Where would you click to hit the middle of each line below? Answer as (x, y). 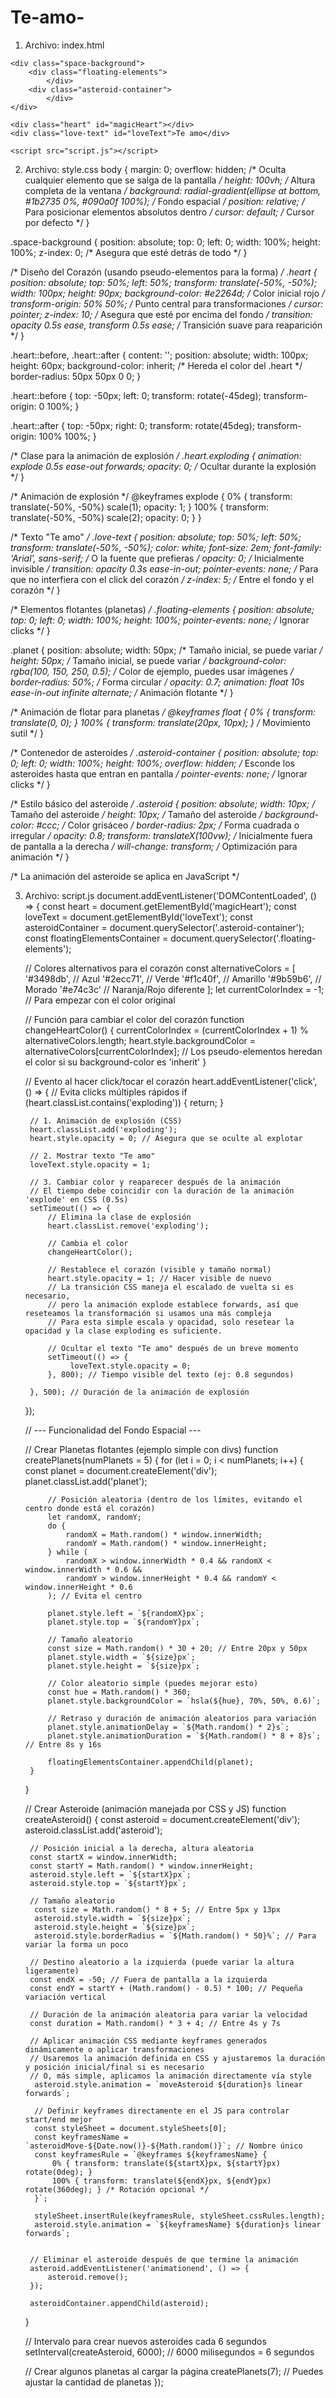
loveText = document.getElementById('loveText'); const (138, 917)
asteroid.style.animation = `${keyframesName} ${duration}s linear (178, 2224)
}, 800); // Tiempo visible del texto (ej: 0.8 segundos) (171, 1374)
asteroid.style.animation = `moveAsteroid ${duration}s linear (168, 2084)
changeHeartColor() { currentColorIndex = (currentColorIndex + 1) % (166, 1030)
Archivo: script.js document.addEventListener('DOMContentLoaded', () (170, 895)
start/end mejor (58, 2119)
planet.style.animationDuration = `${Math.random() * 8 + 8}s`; (184, 1736)
